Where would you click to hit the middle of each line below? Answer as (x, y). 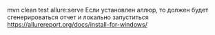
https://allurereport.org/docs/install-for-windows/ (78, 24)
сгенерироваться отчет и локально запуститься (78, 17)
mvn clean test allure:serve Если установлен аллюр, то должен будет (108, 10)
